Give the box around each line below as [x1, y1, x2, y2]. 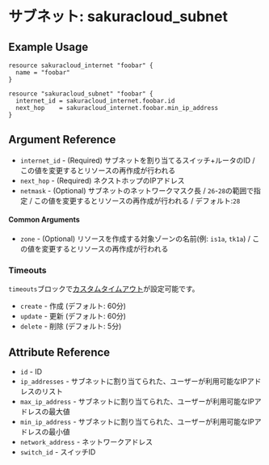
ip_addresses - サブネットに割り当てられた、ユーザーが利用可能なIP [19, 377, 248, 387]
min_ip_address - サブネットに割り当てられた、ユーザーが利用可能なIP [19, 417, 254, 427]
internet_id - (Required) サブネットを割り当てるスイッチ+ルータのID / [19, 155, 256, 165]
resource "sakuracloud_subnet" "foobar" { [8, 90, 153, 98]
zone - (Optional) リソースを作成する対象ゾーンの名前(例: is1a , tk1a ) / [19, 234, 251, 243]
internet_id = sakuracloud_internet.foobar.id [15, 97, 175, 105]
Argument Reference [8, 133, 116, 146]
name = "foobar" [15, 69, 70, 77]
